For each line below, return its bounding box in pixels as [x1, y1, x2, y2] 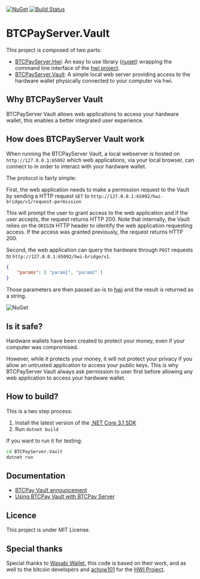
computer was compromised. [6, 344, 79, 350]
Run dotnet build [14, 425, 59, 432]
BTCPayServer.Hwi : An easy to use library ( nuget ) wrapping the [14, 57, 172, 65]
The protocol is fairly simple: [6, 174, 77, 181]
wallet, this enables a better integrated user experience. [6, 117, 144, 124]
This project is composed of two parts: [6, 46, 102, 53]
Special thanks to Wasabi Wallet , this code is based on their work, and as [6, 560, 187, 566]
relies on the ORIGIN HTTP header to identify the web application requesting [6, 222, 193, 229]
